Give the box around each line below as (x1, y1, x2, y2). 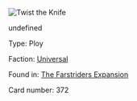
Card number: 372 (8, 85, 69, 95)
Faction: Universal (8, 55, 68, 63)
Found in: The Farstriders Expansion (8, 70, 129, 79)
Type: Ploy (8, 38, 44, 48)
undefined (8, 23, 43, 32)
